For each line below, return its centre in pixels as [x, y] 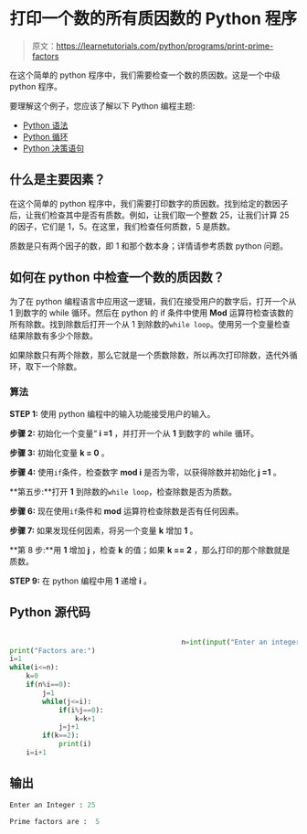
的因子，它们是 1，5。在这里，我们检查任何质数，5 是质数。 [122, 226]
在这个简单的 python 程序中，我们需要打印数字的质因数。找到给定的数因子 [149, 203]
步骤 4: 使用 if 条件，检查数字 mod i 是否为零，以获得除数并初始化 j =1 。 [145, 472]
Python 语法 [45, 125]
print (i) [75, 744]
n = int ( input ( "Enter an [224, 642]
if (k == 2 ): [61, 736]
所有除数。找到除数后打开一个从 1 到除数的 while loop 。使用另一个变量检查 [150, 324]
